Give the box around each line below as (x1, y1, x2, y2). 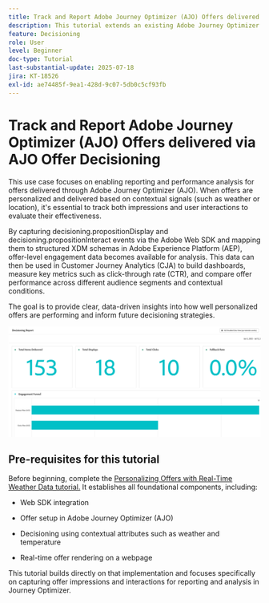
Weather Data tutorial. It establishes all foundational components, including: (8, 482, 258, 492)
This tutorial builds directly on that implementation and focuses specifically (8, 569, 256, 578)
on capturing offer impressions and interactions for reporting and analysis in (8, 577, 259, 587)
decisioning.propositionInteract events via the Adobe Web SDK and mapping (8, 235, 261, 245)
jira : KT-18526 (8, 72, 59, 80)
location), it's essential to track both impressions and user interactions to (8, 202, 248, 212)
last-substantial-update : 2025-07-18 (8, 64, 134, 72)
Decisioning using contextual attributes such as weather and (19, 529, 220, 539)
